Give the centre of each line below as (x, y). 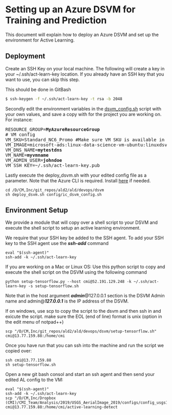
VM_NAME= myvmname (27, 155)
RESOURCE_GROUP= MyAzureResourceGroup (53, 129)
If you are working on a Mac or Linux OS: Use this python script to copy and (85, 267)
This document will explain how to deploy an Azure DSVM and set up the (82, 34)
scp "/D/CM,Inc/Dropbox (31, 398)
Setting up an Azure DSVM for (70, 10)
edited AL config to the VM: (34, 380)
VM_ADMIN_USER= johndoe (34, 160)
